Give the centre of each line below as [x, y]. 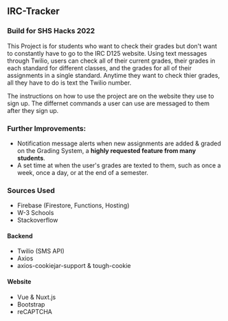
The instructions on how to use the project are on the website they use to [111, 96]
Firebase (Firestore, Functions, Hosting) [73, 205]
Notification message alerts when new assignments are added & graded [119, 143]
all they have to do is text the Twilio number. [69, 83]
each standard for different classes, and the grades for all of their [100, 68]
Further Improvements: [47, 128]
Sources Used [31, 190]
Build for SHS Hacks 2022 [51, 31]
